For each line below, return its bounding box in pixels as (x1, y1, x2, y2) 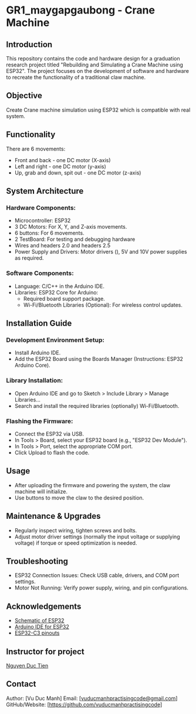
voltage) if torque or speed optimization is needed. (14, 539, 137, 547)
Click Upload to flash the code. (14, 449, 90, 456)
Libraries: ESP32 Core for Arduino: (14, 289, 99, 296)
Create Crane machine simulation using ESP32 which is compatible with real (6, 106, 191, 113)
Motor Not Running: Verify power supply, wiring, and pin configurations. (14, 584, 189, 591)
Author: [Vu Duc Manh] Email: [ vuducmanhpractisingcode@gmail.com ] (6, 695, 178, 702)
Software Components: (6, 269, 75, 277)
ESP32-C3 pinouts (14, 629, 60, 636)
